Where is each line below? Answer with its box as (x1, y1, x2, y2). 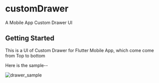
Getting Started (5, 34, 55, 42)
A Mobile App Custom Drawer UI (5, 19, 73, 25)
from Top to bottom (5, 52, 46, 58)
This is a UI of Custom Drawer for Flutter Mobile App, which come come (5, 47, 154, 53)
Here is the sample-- (5, 62, 48, 68)
